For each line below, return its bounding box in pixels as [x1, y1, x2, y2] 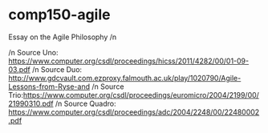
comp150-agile [8, 6, 111, 24]
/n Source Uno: [8, 47, 59, 57]
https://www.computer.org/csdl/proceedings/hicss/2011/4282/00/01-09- [8, 56, 250, 66]
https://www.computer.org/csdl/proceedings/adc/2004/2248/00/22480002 [8, 107, 260, 117]
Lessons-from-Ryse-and [8, 82, 91, 91]
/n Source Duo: [31, 64, 83, 74]
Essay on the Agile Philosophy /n [8, 32, 117, 42]
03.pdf [8, 64, 30, 74]
